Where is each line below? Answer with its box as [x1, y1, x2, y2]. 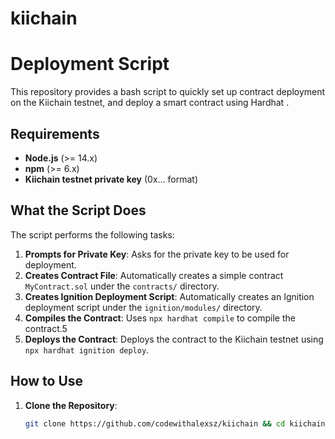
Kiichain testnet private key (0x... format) [24, 173, 199, 185]
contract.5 [24, 322, 68, 334]
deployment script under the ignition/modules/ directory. [24, 301, 263, 313]
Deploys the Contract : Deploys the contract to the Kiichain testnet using [24, 333, 324, 345]
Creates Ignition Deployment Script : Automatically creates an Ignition [24, 290, 315, 302]
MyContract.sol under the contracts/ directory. [24, 280, 220, 292]
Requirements [10, 125, 100, 142]
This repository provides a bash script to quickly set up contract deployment [10, 86, 326, 98]
